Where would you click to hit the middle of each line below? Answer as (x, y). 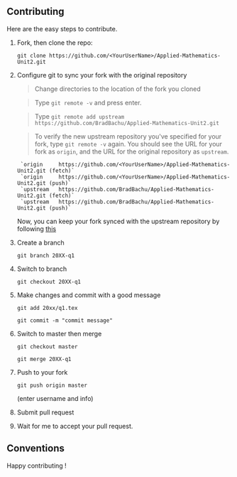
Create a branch (40, 242)
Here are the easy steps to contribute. (62, 28)
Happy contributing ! (37, 466)
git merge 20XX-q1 (44, 359)
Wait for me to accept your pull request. (75, 426)
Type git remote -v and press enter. (88, 102)
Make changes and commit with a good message (89, 295)
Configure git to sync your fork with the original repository (102, 75)
